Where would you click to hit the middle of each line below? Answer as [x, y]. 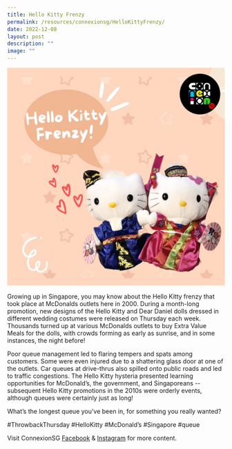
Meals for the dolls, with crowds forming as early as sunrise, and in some [111, 333]
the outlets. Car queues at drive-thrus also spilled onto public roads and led [115, 369]
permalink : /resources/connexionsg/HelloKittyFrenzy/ [86, 22]
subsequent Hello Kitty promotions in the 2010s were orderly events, [105, 391]
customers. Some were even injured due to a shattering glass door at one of [115, 361]
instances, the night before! [46, 341]
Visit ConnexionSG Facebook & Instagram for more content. [92, 438]
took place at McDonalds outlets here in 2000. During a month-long [103, 304]
